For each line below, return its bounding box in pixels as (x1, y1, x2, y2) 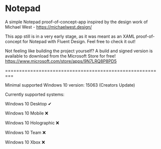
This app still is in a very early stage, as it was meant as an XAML (5, 33, 135, 39)
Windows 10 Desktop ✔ (5, 101, 52, 106)
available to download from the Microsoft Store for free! (5, 53, 116, 59)
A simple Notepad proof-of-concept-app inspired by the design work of (5, 19, 148, 25)
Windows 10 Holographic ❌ (5, 119, 59, 126)
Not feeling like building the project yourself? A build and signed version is (5, 48, 153, 54)
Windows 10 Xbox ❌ (5, 139, 45, 145)
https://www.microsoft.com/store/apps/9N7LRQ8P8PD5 (5, 58, 117, 64)
